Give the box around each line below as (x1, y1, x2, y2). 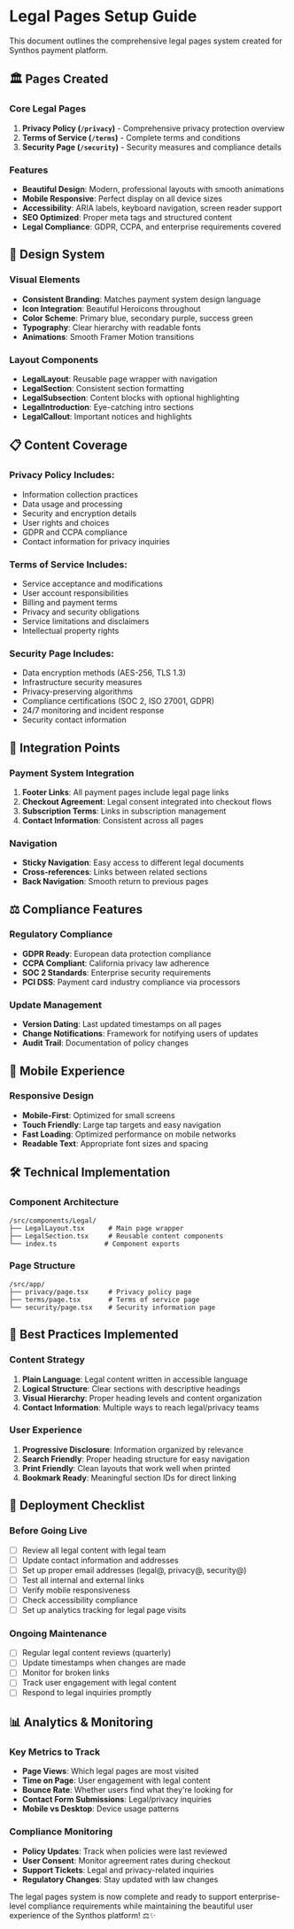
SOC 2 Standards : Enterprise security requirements (21, 967, 211, 977)
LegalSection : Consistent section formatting (21, 382, 184, 393)
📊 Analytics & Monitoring (9, 1715, 153, 1730)
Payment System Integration (9, 767, 135, 779)
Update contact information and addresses (21, 1555, 179, 1565)
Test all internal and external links (21, 1574, 144, 1586)
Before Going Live (9, 1524, 88, 1537)
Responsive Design (9, 1090, 95, 1102)
